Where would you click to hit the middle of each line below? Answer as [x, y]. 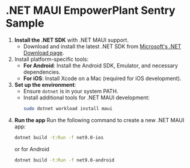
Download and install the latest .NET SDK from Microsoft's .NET [102, 46]
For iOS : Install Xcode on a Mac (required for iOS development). [102, 78]
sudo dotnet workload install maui [68, 108]
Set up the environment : [45, 84]
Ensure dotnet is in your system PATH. [71, 91]
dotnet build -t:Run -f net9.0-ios [59, 137]
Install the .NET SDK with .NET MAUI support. [71, 40]
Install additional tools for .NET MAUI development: [86, 98]
